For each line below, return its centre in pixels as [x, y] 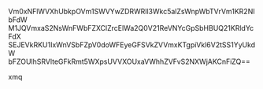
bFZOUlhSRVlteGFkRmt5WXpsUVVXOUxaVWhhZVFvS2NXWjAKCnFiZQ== [129, 61]
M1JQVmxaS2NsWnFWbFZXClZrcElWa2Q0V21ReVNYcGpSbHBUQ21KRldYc [131, 28]
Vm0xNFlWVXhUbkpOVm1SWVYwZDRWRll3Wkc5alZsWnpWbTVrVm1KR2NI [131, 11]
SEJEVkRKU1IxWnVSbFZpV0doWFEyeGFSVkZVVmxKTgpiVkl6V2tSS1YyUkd [132, 45]
